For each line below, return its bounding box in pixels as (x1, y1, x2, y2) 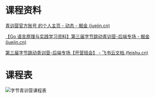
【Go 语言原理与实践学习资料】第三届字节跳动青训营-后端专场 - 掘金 (5, 33, 150, 39)
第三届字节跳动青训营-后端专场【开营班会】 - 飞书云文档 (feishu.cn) (5, 50, 149, 56)
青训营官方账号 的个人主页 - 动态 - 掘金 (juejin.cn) (5, 22, 110, 29)
